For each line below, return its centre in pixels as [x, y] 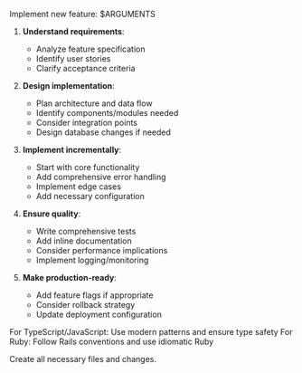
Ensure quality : [52, 214]
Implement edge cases [79, 186]
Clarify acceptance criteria [85, 68]
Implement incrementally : [72, 150]
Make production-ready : [70, 277]
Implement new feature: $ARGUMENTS [83, 14]
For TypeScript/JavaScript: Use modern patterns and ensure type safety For [151, 332]
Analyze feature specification [90, 49]
